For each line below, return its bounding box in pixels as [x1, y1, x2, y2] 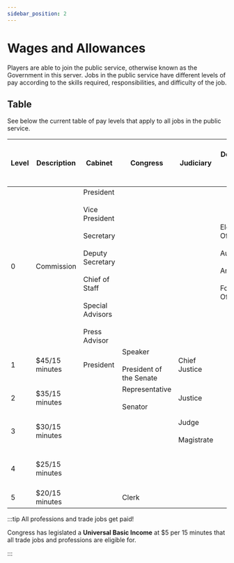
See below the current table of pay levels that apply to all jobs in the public [7, 117, 221, 126]
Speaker [121, 347, 150, 356]
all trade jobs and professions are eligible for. [7, 536, 136, 544]
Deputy [83, 248, 108, 258]
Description [36, 158, 77, 168]
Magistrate [178, 435, 214, 445]
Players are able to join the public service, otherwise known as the [7, 63, 198, 72]
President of [121, 364, 162, 374]
